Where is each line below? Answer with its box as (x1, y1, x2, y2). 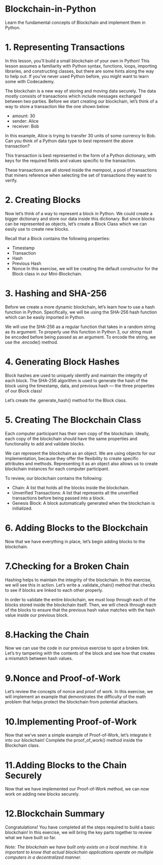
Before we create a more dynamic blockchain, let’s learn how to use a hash (5, 304, 155, 310)
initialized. (12, 505, 33, 511)
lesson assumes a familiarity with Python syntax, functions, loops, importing (5, 63, 157, 69)
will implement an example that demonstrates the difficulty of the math (5, 694, 147, 699)
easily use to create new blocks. (5, 226, 69, 232)
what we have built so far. (5, 835, 57, 841)
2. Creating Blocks (5, 195, 81, 205)
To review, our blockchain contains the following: (5, 475, 103, 481)
